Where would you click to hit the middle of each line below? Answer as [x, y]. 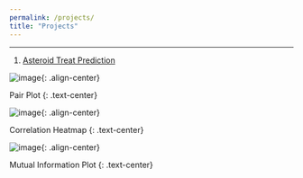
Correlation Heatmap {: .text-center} [77, 129]
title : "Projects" [44, 26]
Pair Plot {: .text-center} [53, 94]
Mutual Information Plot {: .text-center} [81, 165]
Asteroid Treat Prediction [69, 60]
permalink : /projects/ [52, 18]
